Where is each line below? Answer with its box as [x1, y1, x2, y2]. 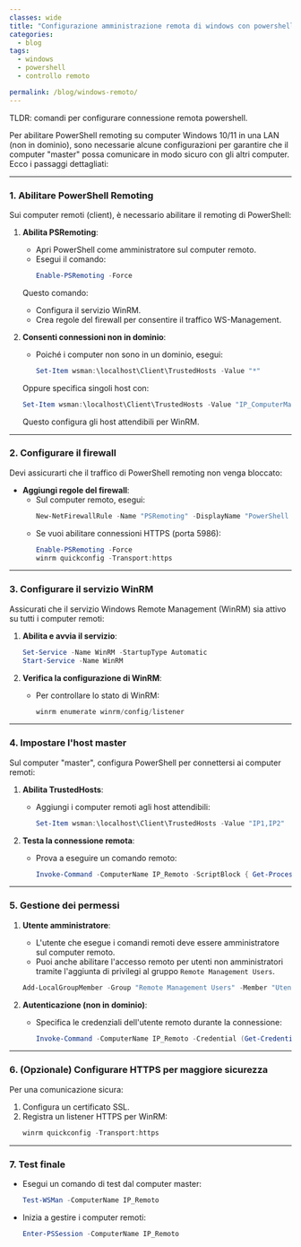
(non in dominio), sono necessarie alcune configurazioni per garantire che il [9, 139, 289, 150]
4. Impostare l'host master [9, 737, 127, 749]
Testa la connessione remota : [21, 835, 135, 846]
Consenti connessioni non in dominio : [21, 331, 167, 342]
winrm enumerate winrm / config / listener [35, 707, 185, 716]
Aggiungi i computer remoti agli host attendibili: [35, 801, 211, 812]
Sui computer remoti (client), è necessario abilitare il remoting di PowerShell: [9, 209, 292, 220]
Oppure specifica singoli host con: [21, 382, 150, 393]
